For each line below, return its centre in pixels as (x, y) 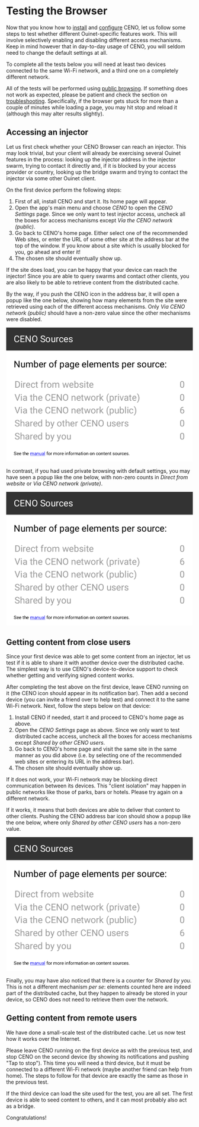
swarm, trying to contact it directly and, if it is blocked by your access (91, 165)
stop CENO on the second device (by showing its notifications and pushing (98, 1056)
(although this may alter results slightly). (55, 114)
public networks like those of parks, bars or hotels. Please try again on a (94, 792)
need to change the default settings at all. (57, 52)
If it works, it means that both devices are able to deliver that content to (93, 810)
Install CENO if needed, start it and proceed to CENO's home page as (99, 717)
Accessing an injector (47, 132)
